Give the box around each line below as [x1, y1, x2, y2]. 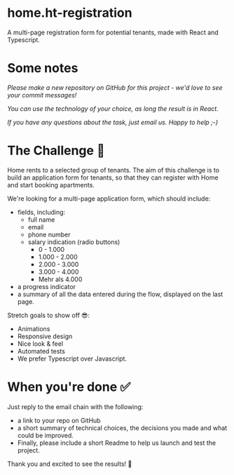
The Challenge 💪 [7, 142, 105, 159]
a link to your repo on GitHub [17, 416, 101, 424]
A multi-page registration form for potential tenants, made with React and [7, 28, 219, 36]
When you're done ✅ [7, 379, 131, 394]
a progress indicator [17, 282, 76, 290]
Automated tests [17, 347, 65, 355]
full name [27, 215, 55, 224]
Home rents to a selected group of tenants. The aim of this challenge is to [7, 166, 219, 174]
